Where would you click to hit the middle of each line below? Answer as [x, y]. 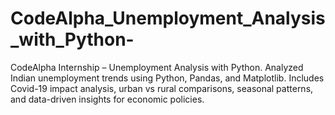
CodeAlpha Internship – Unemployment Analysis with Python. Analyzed [157, 67]
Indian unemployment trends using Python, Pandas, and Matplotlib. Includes [167, 78]
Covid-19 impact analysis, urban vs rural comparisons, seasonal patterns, [162, 88]
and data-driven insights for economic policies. [107, 99]
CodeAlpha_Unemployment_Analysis [168, 18]
